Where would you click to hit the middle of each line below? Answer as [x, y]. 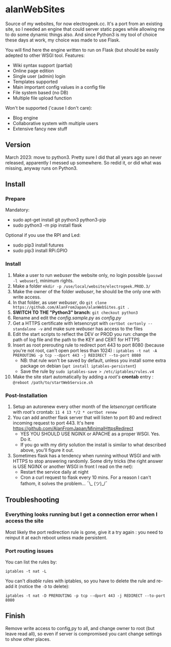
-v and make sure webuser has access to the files [90, 329]
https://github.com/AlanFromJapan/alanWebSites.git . [71, 307]
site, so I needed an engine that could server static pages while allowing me [85, 29]
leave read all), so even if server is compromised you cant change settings [84, 634]
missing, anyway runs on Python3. [42, 168]
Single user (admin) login [39, 76]
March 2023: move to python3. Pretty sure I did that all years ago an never [83, 157]
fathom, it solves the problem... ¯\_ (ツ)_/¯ [64, 483]
